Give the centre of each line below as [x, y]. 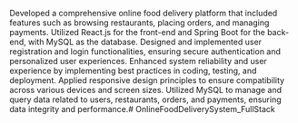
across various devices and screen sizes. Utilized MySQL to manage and [146, 90]
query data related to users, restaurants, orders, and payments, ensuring [145, 99]
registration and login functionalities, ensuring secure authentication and [145, 52]
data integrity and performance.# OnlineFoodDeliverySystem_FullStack [142, 109]
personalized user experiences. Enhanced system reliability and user [139, 61]
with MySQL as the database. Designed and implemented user [144, 42]
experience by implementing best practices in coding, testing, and [133, 71]
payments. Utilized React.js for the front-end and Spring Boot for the [137, 32]
